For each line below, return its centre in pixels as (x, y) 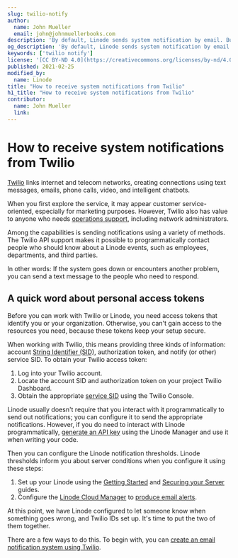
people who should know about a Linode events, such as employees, (108, 247)
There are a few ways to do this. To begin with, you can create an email (112, 540)
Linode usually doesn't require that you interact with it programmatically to (116, 409)
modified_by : (27, 73)
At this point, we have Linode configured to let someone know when (107, 511)
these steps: (25, 468)
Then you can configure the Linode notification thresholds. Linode (104, 453)
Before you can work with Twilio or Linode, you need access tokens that (113, 315)
